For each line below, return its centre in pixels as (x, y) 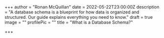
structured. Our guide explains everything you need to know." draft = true (79, 17)
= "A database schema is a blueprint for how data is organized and (72, 12)
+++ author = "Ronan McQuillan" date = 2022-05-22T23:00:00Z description (82, 7)
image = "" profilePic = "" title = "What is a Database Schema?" (69, 22)
